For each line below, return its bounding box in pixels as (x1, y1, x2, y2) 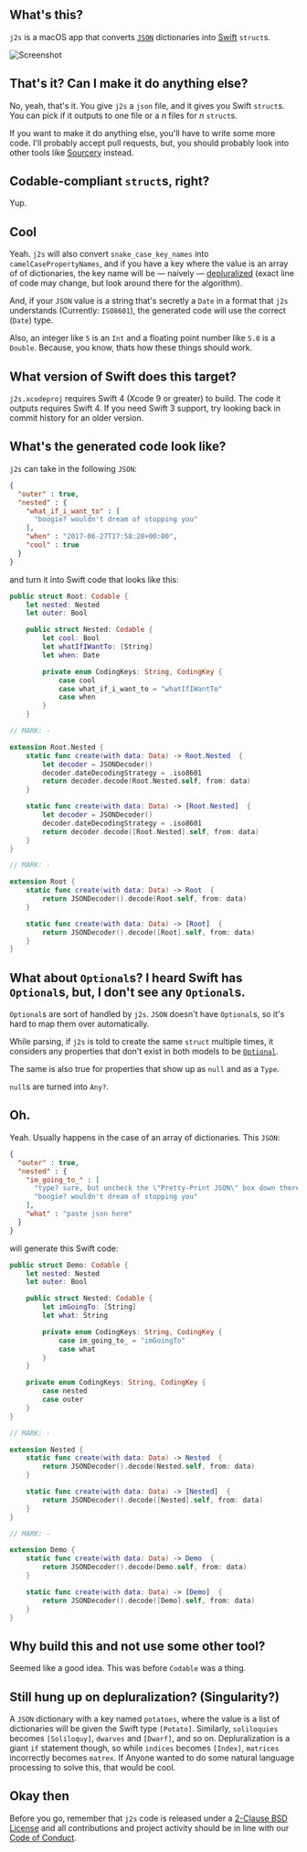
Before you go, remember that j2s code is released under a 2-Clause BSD (9, 1813, 288, 1824)
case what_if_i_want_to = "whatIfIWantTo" (58, 684, 223, 693)
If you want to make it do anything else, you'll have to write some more (9, 127, 276, 138)
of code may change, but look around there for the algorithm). (9, 278, 243, 289)
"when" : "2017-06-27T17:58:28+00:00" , (26, 532, 178, 541)
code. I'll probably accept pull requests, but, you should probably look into (9, 137, 290, 148)
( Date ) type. (9, 315, 54, 326)
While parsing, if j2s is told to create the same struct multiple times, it (9, 1036, 274, 1047)
